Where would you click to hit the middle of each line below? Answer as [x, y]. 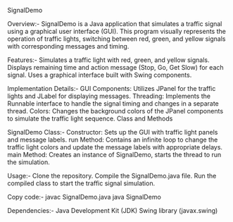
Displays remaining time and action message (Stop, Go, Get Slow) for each [115, 67]
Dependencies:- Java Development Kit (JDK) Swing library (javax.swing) [113, 210]
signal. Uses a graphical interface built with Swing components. [100, 75]
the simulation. [29, 162]
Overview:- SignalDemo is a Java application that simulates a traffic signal [115, 24]
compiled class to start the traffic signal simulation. [81, 183]
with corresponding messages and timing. [68, 46]
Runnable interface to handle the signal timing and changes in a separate [113, 104]
